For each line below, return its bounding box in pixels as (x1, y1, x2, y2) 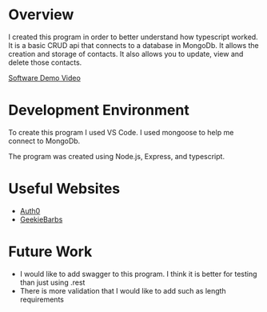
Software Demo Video (8, 73, 82, 82)
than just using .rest (19, 278, 86, 287)
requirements (19, 294, 64, 304)
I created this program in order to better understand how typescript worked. (8, 32, 258, 42)
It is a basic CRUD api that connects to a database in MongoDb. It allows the (8, 40, 260, 50)
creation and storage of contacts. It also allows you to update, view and (8, 49, 244, 58)
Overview (8, 6, 74, 24)
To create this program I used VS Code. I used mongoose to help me (8, 127, 234, 137)
